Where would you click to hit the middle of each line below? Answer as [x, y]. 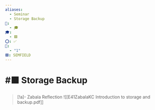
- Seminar [19, 14]
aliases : [14, 10]
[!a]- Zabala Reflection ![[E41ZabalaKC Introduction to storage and [84, 97]
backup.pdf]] [30, 102]
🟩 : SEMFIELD [18, 55]
